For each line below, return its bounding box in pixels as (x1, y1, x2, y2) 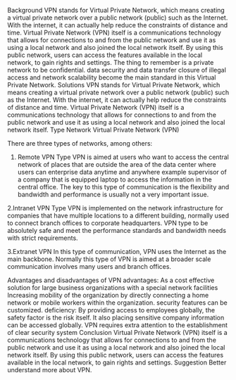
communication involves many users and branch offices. (7, 262, 171, 270)
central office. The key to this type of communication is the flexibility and (17, 183, 230, 191)
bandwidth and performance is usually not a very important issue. (17, 190, 209, 198)
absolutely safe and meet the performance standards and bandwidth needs (7, 227, 227, 234)
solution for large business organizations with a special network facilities (7, 284, 218, 291)
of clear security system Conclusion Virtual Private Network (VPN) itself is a (7, 329, 228, 336)
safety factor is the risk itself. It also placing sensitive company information (7, 313, 225, 322)
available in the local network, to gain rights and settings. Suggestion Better (7, 358, 227, 367)
